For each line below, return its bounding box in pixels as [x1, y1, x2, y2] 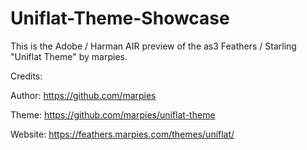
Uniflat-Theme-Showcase [10, 7, 230, 30]
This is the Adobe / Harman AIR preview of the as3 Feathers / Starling [10, 40, 297, 52]
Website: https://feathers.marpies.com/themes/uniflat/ [10, 128, 235, 140]
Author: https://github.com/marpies [10, 89, 157, 101]
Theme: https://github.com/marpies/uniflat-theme [10, 108, 216, 121]
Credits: [10, 70, 43, 82]
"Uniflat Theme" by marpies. [10, 50, 128, 62]
